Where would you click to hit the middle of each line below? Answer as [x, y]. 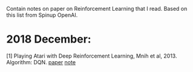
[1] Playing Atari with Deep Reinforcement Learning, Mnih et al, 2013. [92, 56]
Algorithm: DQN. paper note [41, 62]
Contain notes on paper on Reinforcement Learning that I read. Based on [97, 9]
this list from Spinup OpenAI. [42, 15]
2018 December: [49, 39]
